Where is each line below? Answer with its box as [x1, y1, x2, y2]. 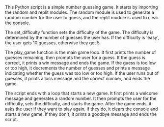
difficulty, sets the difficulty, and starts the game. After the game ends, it [5, 101, 152, 106]
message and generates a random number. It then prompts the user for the [5, 95, 157, 101]
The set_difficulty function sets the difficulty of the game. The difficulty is [5, 30, 154, 35]
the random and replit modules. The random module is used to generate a [5, 9, 155, 15]
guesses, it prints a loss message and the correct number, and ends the [5, 76, 150, 81]
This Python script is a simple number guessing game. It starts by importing [5, 4, 158, 10]
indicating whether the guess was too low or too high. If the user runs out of [5, 70, 159, 76]
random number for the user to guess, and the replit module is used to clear [5, 15, 159, 20]
